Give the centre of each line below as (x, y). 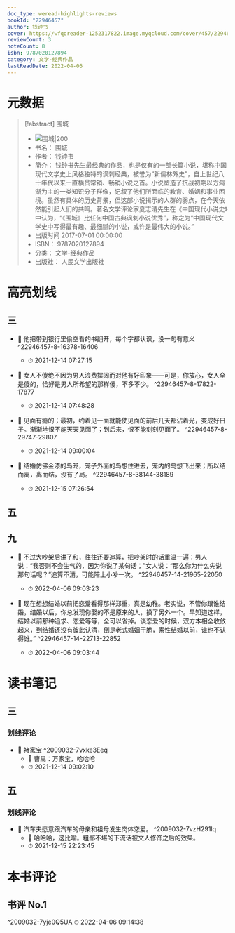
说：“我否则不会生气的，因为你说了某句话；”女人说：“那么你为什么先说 (120, 565)
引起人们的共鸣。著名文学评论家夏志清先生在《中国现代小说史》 (137, 209)
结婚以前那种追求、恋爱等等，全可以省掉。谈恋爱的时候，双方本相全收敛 (121, 621)
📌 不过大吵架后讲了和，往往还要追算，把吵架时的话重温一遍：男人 (112, 557)
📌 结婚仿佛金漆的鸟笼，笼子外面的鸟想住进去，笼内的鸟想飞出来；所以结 (121, 465)
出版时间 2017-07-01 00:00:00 (79, 235)
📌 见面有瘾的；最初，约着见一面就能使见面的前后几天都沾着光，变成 (115, 420)
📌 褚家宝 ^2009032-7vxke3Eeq (63, 750)
